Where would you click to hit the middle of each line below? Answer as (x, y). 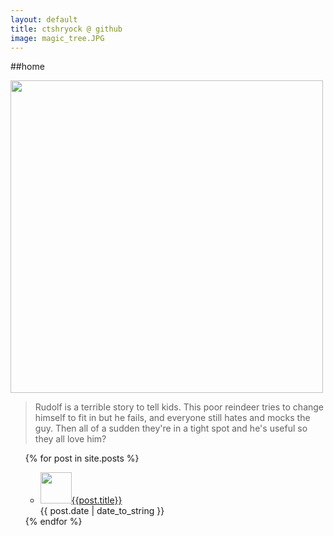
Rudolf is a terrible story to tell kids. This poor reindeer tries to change (179, 407)
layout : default (44, 19)
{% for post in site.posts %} (82, 458)
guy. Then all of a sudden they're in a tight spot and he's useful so (171, 428)
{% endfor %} (53, 522)
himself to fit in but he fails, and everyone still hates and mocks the (172, 418)
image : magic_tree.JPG (57, 38)
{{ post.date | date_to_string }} (102, 511)
